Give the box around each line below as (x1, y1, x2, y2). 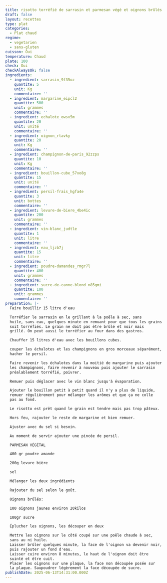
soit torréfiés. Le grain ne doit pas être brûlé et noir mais (9, 324, 144, 329)
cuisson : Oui (5, 49, 32, 54)
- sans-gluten (9, 45, 39, 50)
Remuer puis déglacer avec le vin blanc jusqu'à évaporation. (9, 379, 142, 384)
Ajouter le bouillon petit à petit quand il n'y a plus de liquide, (9, 388, 155, 393)
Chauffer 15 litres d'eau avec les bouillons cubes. (9, 338, 122, 343)
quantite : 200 (14, 213, 43, 218)
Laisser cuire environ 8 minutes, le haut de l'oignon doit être (9, 551, 149, 556)
